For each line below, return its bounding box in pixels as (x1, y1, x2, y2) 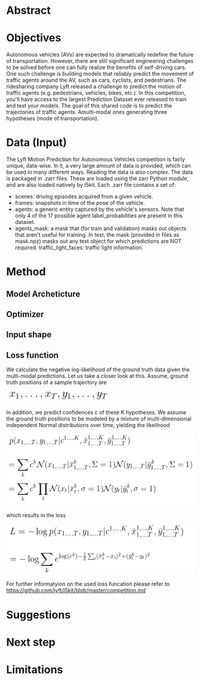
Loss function (6, 350, 59, 360)
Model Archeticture (6, 289, 81, 299)
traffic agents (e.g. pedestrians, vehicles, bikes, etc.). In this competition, (6, 90, 186, 97)
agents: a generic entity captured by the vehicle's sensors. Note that (14, 205, 184, 213)
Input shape (6, 330, 52, 340)
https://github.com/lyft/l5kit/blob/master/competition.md (6, 587, 146, 594)
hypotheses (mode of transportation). (6, 115, 99, 122)
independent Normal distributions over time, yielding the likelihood (6, 422, 171, 429)
